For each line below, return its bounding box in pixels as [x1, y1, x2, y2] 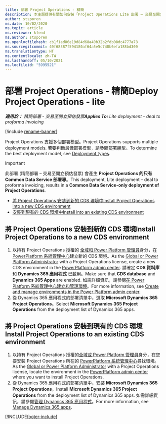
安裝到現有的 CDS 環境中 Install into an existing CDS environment [12, 209, 144, 215]
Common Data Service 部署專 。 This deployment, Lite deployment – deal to [5, 177, 159, 182]
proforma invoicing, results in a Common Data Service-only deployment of [5, 182, 160, 188]
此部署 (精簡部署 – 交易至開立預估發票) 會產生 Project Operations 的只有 [5, 171, 152, 177]
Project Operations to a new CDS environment [5, 233, 150, 242]
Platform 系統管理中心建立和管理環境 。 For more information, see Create [12, 283, 159, 289]
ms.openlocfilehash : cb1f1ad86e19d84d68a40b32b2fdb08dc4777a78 [5, 40, 138, 45]
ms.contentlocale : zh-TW [5, 53, 56, 59]
